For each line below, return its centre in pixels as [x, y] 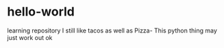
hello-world [41, 12]
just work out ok [30, 37]
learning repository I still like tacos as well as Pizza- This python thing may [112, 30]
